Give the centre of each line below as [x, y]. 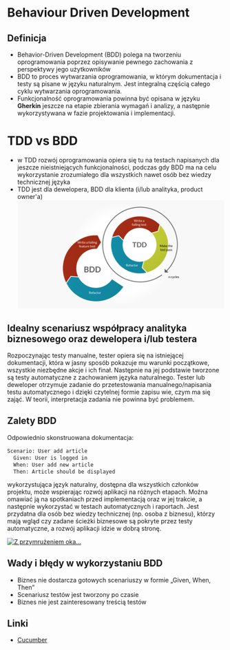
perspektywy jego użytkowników [64, 69]
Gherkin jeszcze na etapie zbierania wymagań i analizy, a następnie [113, 106]
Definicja [27, 38]
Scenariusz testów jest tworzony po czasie [78, 594]
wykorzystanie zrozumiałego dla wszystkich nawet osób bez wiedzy [114, 174]
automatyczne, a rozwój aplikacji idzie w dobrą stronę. [84, 528]
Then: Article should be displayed [64, 472]
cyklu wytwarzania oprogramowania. [70, 91]
